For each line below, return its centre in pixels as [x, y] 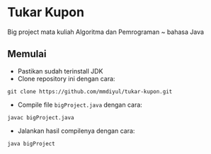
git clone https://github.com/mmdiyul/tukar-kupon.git [90, 91]
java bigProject [31, 143]
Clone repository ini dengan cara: [66, 78]
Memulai [27, 54]
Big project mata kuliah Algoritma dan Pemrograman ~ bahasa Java [105, 32]
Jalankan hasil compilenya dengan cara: [76, 131]
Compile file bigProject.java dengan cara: [80, 105]
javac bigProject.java [41, 117]
